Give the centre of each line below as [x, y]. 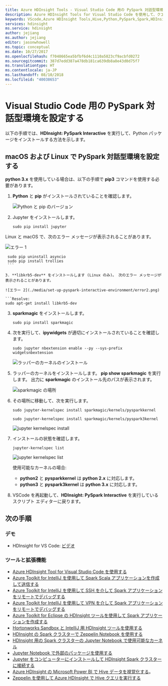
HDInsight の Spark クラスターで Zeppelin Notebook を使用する [77, 634]
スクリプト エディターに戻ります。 [48, 501]
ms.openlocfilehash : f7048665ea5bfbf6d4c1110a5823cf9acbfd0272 [72, 56]
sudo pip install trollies [35, 261]
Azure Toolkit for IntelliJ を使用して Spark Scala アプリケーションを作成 [86, 578]
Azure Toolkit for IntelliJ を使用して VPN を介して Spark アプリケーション [87, 603]
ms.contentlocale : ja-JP [31, 70]
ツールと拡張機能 [26, 560]
